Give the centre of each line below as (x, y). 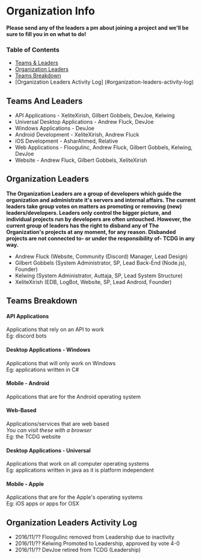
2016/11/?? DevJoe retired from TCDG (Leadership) (78, 550)
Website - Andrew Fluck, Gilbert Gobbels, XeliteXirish (81, 160)
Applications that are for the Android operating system (74, 397)
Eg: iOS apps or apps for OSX (43, 504)
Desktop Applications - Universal (49, 450)
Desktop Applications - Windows (48, 350)
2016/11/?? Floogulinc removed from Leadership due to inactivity (95, 537)
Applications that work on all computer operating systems (78, 464)
